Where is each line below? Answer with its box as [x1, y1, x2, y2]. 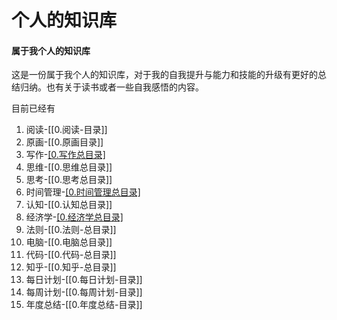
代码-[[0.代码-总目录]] [25, 249, 117, 261]
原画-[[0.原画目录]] [25, 136, 104, 148]
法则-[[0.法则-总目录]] [25, 224, 117, 236]
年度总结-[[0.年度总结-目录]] [25, 299, 143, 311]
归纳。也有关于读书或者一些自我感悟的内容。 [19, 81, 204, 93]
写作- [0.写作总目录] [25, 149, 106, 161]
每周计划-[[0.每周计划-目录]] [25, 286, 143, 298]
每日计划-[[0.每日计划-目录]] [25, 274, 143, 286]
